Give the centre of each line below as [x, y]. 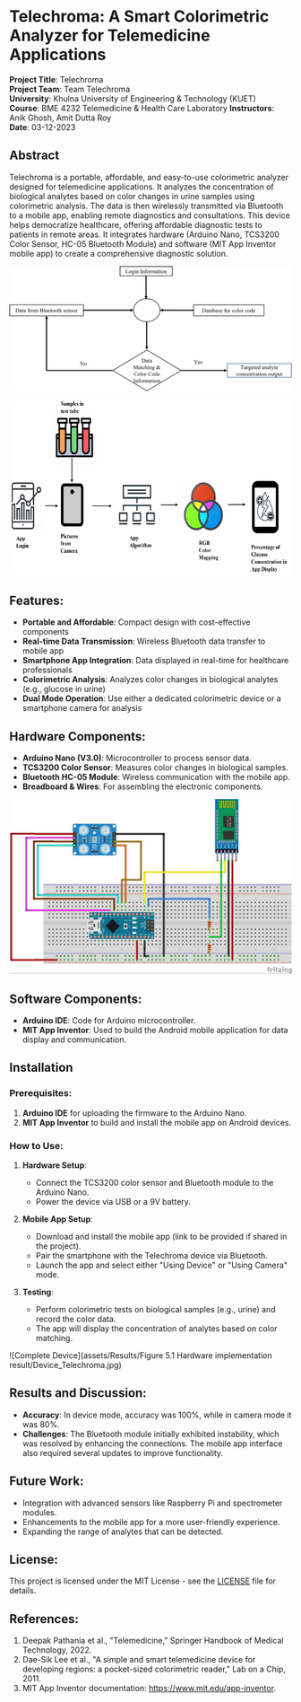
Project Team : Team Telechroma [70, 89]
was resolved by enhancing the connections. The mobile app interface [152, 1443]
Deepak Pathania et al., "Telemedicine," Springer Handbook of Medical [153, 1641]
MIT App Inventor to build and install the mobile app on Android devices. [157, 1122]
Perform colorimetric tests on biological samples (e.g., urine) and [155, 1309]
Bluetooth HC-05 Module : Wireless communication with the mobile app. [156, 777]
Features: [37, 600]
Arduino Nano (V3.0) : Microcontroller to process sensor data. [137, 758]
